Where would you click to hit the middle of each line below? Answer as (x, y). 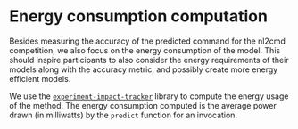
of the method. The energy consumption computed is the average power (143, 105)
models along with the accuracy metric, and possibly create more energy (144, 69)
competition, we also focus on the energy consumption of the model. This (145, 50)
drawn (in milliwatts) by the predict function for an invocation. (124, 115)
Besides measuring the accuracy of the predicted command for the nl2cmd (147, 41)
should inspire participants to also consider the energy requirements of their (149, 60)
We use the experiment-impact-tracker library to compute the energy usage (149, 96)
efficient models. (40, 78)
